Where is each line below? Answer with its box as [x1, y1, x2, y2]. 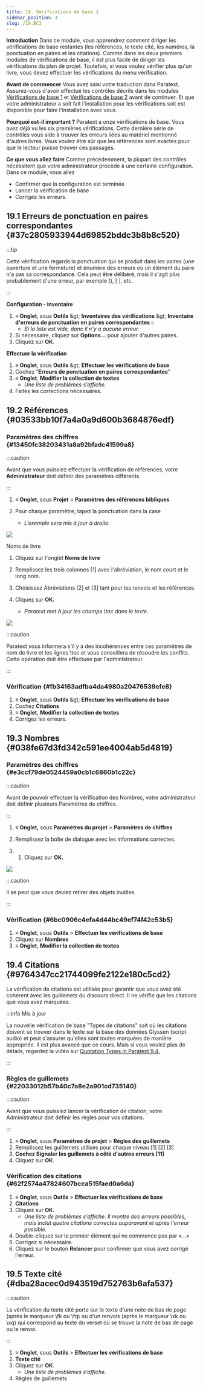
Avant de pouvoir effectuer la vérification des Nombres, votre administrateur [6, 793, 196, 801]
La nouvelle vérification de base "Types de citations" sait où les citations [6, 1022, 187, 1029]
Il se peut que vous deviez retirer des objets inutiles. [6, 888, 136, 895]
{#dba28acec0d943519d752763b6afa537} [6, 1278, 173, 1289]
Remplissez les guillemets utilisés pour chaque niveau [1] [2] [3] [14, 1144, 174, 1151]
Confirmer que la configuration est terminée [14, 180, 125, 188]
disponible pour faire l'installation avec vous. [6, 107, 118, 114]
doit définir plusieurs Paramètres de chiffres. [6, 800, 118, 807]
